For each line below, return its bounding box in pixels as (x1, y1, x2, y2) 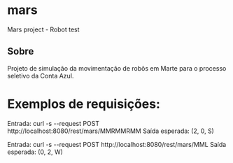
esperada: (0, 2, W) (7, 148, 63, 156)
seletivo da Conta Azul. (7, 71, 74, 80)
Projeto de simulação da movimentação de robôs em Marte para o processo (7, 64, 227, 72)
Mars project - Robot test (7, 25, 80, 34)
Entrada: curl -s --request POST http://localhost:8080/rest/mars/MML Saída (7, 140, 227, 148)
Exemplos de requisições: (7, 96, 161, 112)
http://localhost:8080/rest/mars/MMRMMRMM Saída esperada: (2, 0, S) (7, 127, 215, 135)
